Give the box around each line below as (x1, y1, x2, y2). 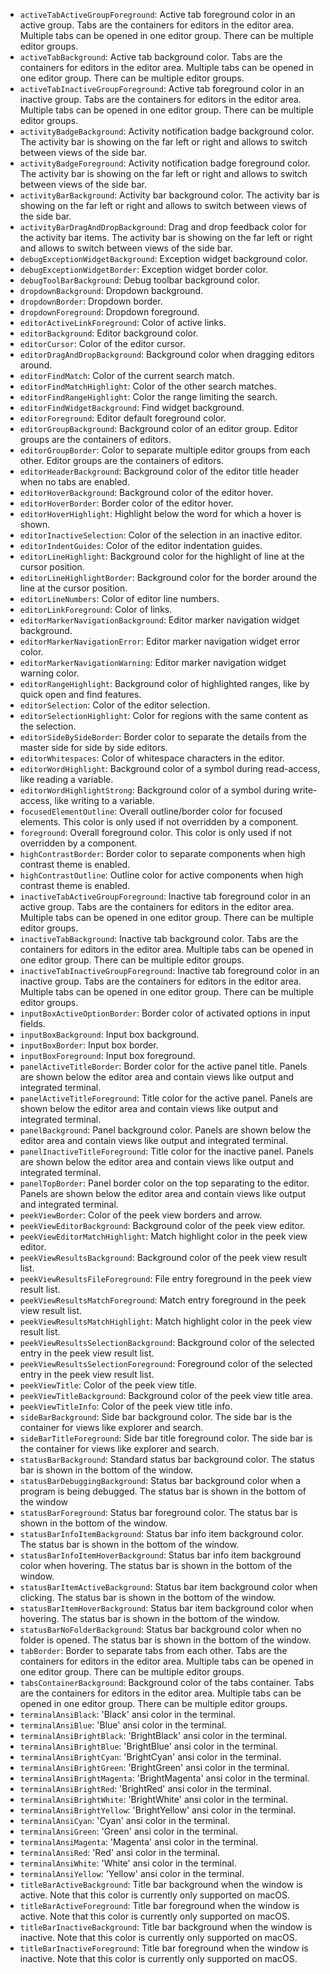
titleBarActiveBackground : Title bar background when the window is (19, 1879, 303, 1890)
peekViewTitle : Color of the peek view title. (19, 1379, 198, 1391)
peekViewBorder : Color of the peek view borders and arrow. (19, 1209, 263, 1221)
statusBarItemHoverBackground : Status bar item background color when (19, 1602, 314, 1614)
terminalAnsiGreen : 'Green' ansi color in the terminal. (19, 1825, 238, 1837)
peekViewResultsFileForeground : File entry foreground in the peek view (19, 1273, 312, 1284)
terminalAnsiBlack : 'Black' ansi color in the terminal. (19, 1709, 236, 1720)
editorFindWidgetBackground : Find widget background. (19, 402, 245, 413)
